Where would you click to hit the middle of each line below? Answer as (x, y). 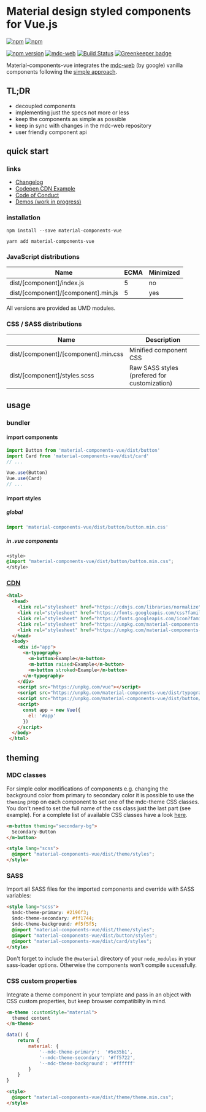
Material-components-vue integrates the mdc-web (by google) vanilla (95, 65)
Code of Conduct (37, 195)
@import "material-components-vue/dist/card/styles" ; (82, 941)
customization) (151, 384)
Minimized (164, 273)
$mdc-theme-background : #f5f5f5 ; (55, 924)
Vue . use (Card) (25, 479)
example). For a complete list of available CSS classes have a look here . (97, 814)
